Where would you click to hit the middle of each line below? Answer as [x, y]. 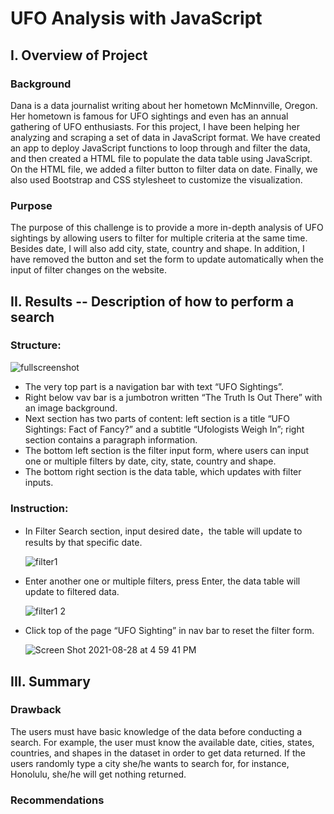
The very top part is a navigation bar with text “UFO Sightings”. [154, 386]
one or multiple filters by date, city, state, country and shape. [150, 461]
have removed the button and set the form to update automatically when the [167, 259]
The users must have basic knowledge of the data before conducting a [156, 731]
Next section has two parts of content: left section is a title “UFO [157, 418]
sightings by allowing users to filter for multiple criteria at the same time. [159, 238]
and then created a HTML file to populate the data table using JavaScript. [161, 158]
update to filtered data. [72, 592]
